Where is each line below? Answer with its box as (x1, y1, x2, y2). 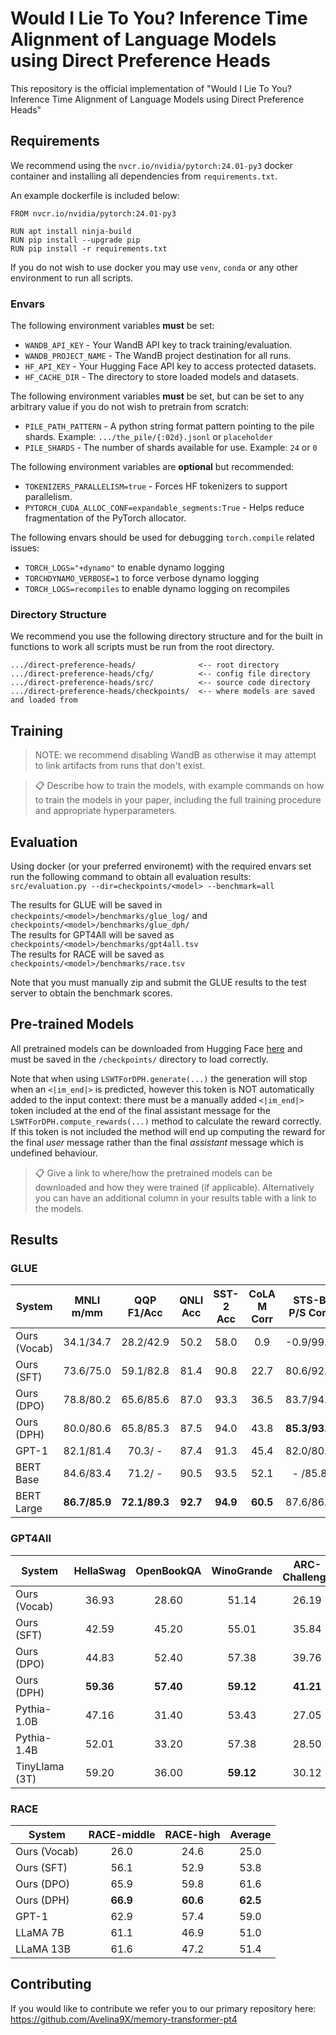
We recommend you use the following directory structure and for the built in (10, 630, 323, 642)
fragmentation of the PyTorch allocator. (24, 512, 187, 524)
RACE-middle (88, 1828, 156, 1842)
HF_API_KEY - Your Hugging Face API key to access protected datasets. (24, 360, 317, 372)
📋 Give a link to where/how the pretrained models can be (34, 1167, 273, 1179)
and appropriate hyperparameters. (34, 805, 178, 817)
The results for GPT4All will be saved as (10, 928, 175, 941)
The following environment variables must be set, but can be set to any (10, 390, 305, 402)
